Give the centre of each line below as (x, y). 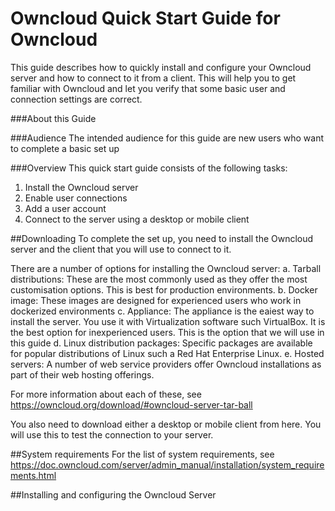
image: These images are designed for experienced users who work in (156, 300)
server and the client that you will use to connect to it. (121, 249)
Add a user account (65, 208)
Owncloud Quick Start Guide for (145, 18)
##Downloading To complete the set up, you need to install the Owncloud (162, 238)
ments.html (33, 475)
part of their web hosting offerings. (82, 374)
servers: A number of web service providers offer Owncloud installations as (166, 364)
